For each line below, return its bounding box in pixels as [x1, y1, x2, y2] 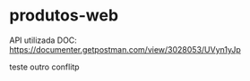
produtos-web [9, 5, 119, 26]
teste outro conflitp [9, 61, 80, 72]
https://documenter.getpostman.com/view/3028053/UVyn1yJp [9, 44, 242, 54]
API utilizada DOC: [9, 35, 78, 45]
